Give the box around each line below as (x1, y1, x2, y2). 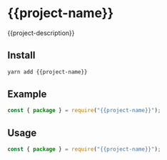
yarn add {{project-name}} (7, 68, 88, 76)
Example (7, 88, 47, 101)
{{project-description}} (7, 29, 75, 37)
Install (7, 49, 36, 61)
